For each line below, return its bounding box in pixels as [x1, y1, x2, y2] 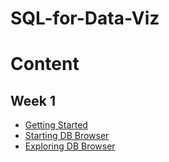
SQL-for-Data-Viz [10, 7, 160, 30]
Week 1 [10, 92, 56, 109]
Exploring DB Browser [24, 140, 116, 152]
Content [10, 53, 80, 76]
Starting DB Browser [24, 130, 110, 142]
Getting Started [24, 119, 88, 131]
